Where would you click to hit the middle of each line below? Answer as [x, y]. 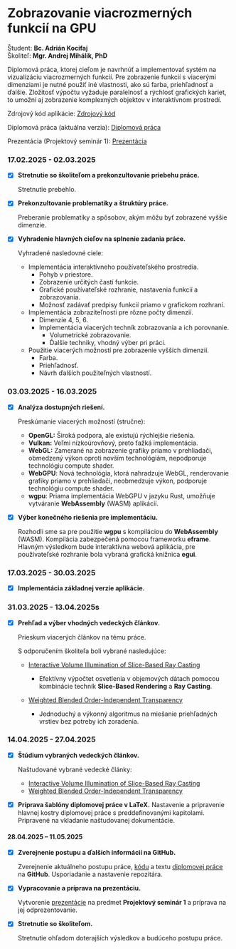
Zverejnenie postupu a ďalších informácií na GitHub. [97, 853]
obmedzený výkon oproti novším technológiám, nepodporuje [117, 458]
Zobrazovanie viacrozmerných [100, 13]
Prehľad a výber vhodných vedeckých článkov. [89, 622]
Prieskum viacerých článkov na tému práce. [82, 637]
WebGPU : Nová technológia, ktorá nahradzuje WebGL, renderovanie [129, 473]
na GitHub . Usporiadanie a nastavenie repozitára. [90, 874]
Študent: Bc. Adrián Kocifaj [48, 48]
